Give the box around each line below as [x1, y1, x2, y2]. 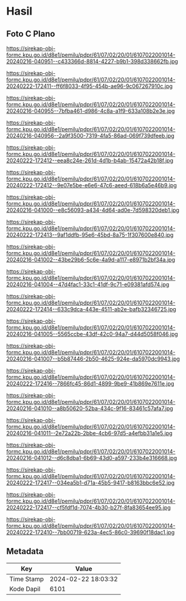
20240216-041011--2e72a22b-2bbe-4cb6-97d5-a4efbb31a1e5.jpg [6, 430, 173, 437]
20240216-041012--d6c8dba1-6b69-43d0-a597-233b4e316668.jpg [6, 455, 177, 461]
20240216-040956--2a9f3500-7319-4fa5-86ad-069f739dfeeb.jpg [6, 132, 174, 139]
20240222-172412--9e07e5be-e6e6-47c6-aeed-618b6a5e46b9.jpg [6, 182, 177, 189]
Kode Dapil [9, 585, 41, 593]
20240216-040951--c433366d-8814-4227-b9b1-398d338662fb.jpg [6, 58, 178, 65]
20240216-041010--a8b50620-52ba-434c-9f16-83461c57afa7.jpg [6, 405, 173, 412]
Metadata [6, 546, 44, 556]
